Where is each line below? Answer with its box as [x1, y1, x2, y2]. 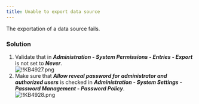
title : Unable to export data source [6, 8, 100, 15]
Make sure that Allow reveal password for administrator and [14, 72, 167, 79]
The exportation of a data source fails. [6, 25, 100, 32]
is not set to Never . [14, 59, 63, 67]
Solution [6, 40, 32, 48]
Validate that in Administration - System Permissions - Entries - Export [14, 53, 193, 60]
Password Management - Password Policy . [14, 84, 125, 92]
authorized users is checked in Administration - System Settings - [14, 78, 182, 86]
